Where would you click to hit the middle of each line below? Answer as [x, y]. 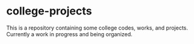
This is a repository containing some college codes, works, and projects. [97, 28]
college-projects [49, 11]
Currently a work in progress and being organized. [69, 34]
